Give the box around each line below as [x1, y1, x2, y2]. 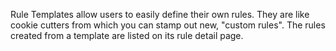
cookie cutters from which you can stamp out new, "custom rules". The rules [10, 19, 326, 31]
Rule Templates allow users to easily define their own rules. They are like [10, 9, 310, 20]
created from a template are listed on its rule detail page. [10, 30, 244, 41]
